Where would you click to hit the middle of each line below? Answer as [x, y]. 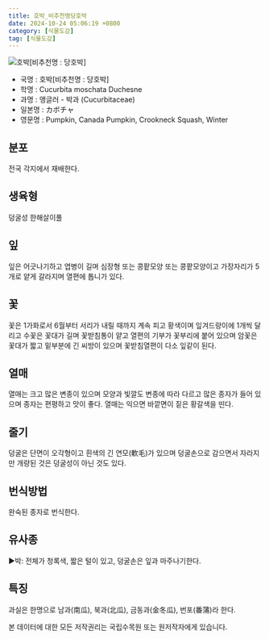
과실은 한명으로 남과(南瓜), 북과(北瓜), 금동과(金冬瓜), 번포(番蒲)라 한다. [122, 609]
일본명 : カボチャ [47, 110]
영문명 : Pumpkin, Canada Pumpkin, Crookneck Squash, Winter [124, 120]
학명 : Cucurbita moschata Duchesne [81, 90]
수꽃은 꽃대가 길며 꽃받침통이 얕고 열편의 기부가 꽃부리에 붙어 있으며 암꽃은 [140, 335]
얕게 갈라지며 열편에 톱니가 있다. [74, 276]
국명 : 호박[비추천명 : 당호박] [64, 79]
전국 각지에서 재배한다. [44, 169]
